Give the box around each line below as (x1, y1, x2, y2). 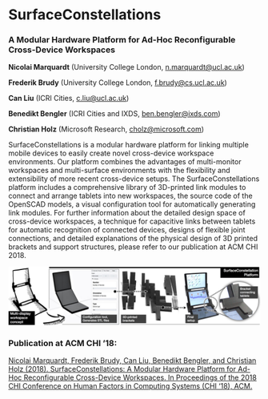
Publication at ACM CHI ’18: (8, 337, 118, 349)
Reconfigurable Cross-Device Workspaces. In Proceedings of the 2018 (23, 373, 258, 382)
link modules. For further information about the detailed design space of (8, 208, 246, 218)
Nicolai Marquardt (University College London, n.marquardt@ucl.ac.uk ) (8, 62, 246, 72)
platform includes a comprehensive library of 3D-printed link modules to (8, 183, 246, 192)
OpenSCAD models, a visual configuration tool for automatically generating (8, 199, 256, 209)
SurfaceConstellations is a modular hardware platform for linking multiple (8, 140, 250, 150)
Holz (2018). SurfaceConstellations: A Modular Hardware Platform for (8, 364, 237, 373)
